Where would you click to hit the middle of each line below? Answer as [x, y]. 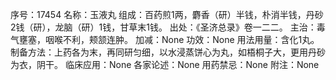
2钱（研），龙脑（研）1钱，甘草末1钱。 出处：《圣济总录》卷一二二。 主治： [163, 27]
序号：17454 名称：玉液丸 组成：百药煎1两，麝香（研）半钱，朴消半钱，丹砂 [167, 14]
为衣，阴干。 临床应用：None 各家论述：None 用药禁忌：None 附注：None [165, 64]
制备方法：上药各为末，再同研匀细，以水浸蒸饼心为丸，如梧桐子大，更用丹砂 [168, 52]
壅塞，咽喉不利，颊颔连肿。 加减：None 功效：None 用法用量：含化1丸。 [169, 39]
